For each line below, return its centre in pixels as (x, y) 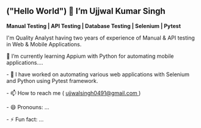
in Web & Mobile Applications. (44, 44)
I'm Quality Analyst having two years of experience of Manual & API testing (101, 38)
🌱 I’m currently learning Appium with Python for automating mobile (90, 56)
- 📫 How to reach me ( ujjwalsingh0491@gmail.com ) (74, 93)
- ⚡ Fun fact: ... (25, 119)
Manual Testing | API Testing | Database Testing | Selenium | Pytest (94, 26)
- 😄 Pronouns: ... (28, 107)
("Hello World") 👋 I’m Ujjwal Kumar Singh (86, 11)
